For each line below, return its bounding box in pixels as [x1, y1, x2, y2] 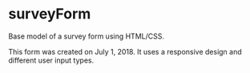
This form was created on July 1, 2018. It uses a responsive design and [8, 47, 242, 56]
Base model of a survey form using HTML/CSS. [8, 31, 164, 41]
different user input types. [8, 55, 95, 65]
